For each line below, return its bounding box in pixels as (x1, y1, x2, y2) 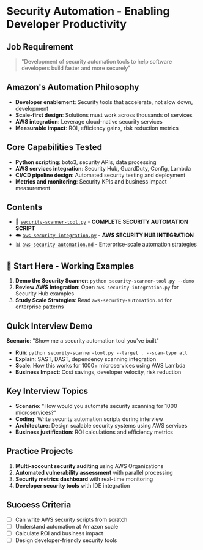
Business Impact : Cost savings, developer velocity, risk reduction (15, 368, 182, 376)
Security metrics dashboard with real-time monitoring (15, 475, 153, 483)
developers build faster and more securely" (21, 64, 131, 72)
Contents (6, 202, 43, 212)
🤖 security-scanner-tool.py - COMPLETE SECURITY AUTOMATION (15, 218, 188, 226)
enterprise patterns (15, 303, 64, 310)
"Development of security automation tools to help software (21, 58, 172, 65)
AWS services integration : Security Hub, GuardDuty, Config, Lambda (15, 165, 191, 172)
